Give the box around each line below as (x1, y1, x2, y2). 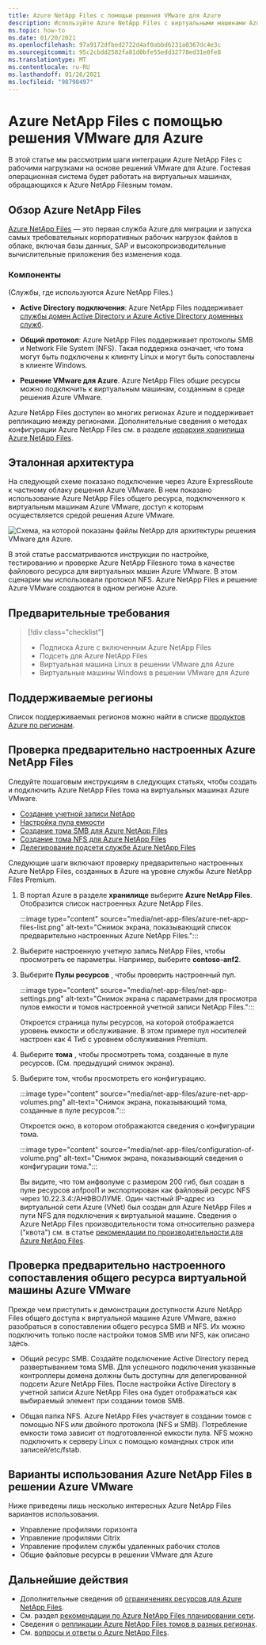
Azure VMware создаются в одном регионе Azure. (8, 583, 178, 593)
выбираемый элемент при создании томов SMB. (19, 1395, 185, 1405)
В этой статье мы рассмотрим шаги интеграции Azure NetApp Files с (8, 155, 243, 165)
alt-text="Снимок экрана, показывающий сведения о (63, 1153, 244, 1162)
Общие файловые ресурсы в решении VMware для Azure (19, 1550, 214, 1559)
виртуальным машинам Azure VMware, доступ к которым (8, 502, 204, 512)
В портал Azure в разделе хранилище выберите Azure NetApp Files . (19, 890, 253, 899)
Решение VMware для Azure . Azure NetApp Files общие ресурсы (19, 376, 241, 385)
